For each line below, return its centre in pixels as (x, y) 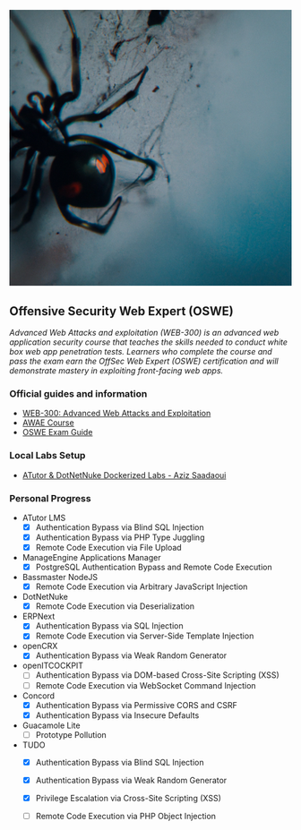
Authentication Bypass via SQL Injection (109, 626)
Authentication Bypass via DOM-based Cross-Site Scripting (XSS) (157, 675)
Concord (39, 696)
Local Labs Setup (47, 456)
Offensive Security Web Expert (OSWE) (122, 311)
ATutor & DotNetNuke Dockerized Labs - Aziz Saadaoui (124, 475)
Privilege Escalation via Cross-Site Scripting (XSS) (128, 798)
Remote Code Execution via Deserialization (115, 606)
